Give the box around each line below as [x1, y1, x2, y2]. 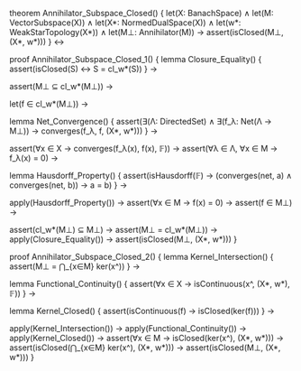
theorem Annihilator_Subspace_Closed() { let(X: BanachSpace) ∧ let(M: [9, 8, 274, 18]
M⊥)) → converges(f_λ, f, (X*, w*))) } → [9, 125, 159, 136]
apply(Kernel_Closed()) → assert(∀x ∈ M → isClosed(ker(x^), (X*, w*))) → [9, 333, 284, 343]
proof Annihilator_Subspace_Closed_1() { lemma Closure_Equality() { [9, 54, 262, 64]
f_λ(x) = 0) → [9, 153, 59, 163]
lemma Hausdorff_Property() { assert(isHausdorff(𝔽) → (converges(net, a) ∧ [9, 171, 293, 181]
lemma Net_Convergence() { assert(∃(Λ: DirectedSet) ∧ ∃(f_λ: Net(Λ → [9, 116, 272, 126]
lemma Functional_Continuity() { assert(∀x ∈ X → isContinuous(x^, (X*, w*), [9, 279, 290, 289]
